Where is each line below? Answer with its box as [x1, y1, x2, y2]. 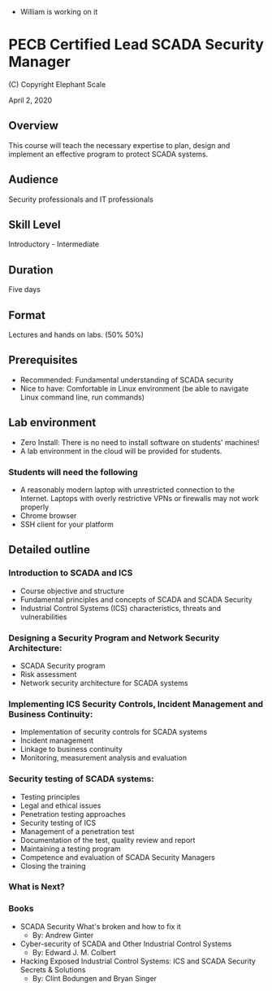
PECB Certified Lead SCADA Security [8, 36, 264, 54]
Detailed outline [8, 543, 91, 557]
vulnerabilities [19, 612, 67, 622]
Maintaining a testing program [19, 844, 121, 853]
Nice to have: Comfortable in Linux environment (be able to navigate [19, 383, 249, 393]
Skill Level [8, 217, 61, 231]
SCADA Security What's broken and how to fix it [19, 921, 181, 931]
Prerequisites [8, 353, 78, 367]
